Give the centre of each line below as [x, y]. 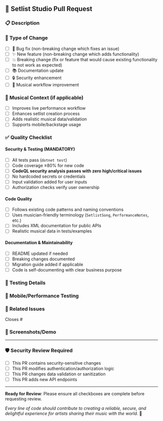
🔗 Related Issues [25, 309]
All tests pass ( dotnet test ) [40, 160]
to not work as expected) [37, 65]
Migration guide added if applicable [48, 264]
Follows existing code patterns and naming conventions [68, 210]
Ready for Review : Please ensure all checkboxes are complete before [75, 393]
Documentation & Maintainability [39, 242]
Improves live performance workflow [49, 108]
